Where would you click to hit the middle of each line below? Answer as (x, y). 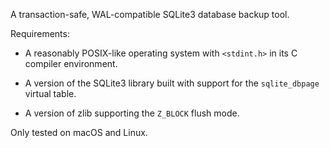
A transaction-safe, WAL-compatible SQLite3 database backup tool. (150, 14)
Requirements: (40, 33)
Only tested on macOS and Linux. (79, 132)
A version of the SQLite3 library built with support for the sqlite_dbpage (172, 83)
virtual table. (50, 93)
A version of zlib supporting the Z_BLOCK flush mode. (132, 113)
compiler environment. (71, 63)
